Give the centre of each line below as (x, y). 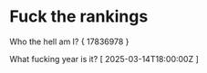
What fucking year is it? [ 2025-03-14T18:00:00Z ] (104, 59)
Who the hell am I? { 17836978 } (69, 41)
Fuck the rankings (79, 17)
